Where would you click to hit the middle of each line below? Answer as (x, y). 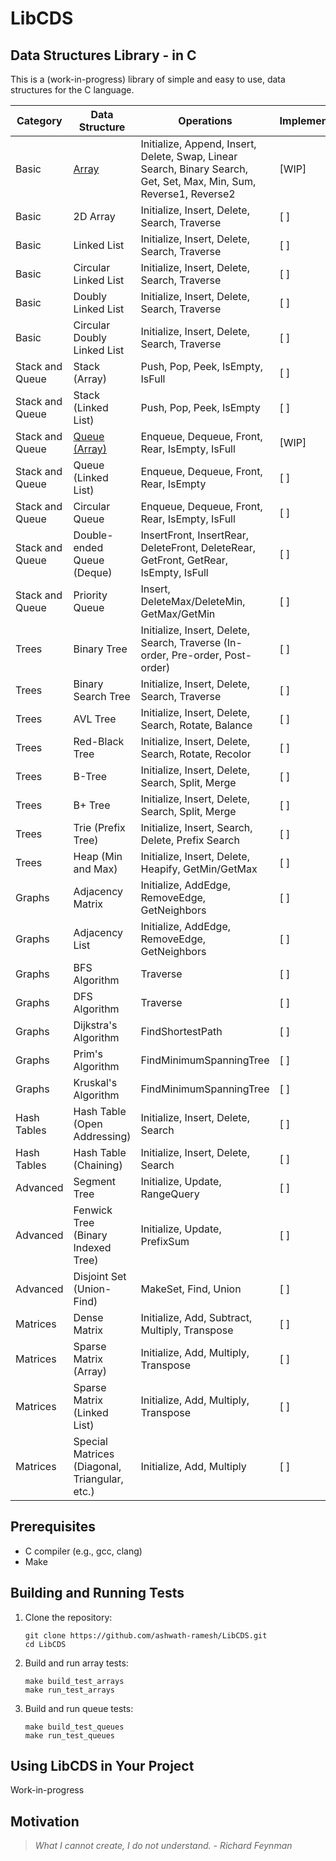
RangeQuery (170, 1194)
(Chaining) (98, 1165)
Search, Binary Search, (194, 169)
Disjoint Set (100, 1276)
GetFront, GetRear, (184, 560)
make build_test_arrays (74, 1681)
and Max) (95, 869)
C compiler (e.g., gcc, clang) (83, 1551)
